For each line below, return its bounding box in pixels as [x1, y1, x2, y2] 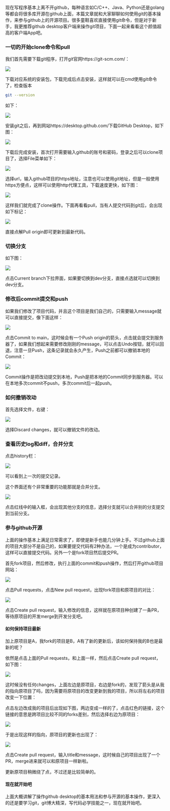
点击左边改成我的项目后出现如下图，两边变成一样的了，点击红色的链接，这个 [5, 705, 165, 711]
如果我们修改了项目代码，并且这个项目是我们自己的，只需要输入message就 [5, 308, 162, 314]
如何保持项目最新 [5, 626, 41, 632]
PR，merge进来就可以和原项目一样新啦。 [5, 758, 91, 764]
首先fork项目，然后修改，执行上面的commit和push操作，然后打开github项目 [5, 560, 163, 566]
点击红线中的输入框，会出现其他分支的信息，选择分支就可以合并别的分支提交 [5, 504, 165, 510]
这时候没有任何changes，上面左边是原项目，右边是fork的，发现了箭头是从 [5, 682, 160, 688]
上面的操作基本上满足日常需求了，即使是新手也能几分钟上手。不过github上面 [5, 536, 165, 543]
